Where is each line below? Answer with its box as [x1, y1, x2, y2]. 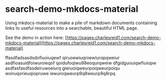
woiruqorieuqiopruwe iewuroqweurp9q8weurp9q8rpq [5, 70, 115, 76]
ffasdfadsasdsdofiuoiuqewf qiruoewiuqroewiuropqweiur [5, 54, 120, 60]
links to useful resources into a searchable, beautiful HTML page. [5, 25, 139, 31]
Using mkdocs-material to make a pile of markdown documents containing [5, 20, 158, 26]
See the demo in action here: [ [5, 35, 67, 40]
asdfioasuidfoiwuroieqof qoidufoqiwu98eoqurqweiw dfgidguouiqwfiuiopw [5, 60, 157, 66]
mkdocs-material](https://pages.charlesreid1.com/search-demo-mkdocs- [5, 40, 156, 45]
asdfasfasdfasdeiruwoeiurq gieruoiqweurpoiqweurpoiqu [5, 65, 120, 71]
